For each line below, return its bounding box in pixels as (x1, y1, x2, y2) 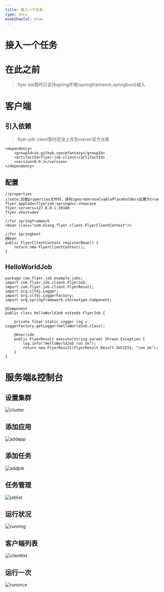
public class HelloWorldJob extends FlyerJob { (5, 311, 106, 316)
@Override (14, 333, 35, 338)
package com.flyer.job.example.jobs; (5, 276, 83, 281)
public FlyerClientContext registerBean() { (5, 241, 99, 246)
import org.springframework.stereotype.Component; (5, 298, 112, 303)
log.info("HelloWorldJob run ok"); (23, 341, 97, 346)
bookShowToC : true (5, 16, 43, 21)
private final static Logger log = (14, 319, 88, 325)
